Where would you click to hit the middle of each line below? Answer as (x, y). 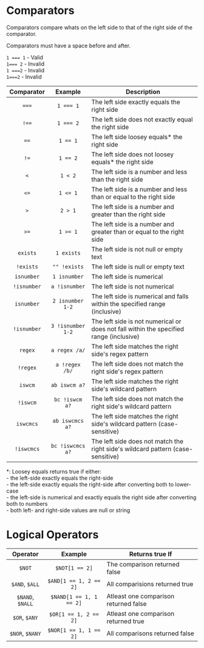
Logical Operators (53, 535)
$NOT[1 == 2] (74, 568)
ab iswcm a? (68, 385)
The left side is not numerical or (136, 321)
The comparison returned (143, 564)
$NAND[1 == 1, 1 (74, 597)
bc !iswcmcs (68, 446)
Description (143, 92)
